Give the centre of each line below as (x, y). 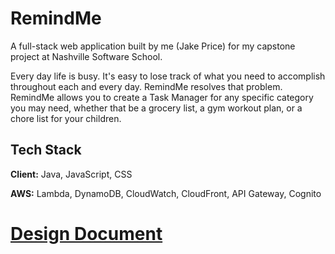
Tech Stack (46, 150)
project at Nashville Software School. (86, 56)
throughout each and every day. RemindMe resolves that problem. (146, 86)
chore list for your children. (66, 118)
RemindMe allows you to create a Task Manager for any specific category (162, 97)
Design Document (86, 233)
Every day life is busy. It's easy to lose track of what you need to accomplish (168, 76)
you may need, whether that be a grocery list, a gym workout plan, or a (156, 108)
